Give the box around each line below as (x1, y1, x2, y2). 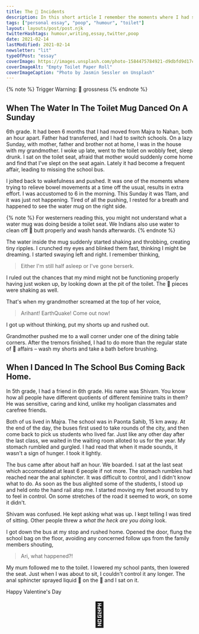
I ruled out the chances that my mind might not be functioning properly (6, 274, 179, 281)
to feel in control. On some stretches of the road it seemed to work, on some (6, 493, 192, 500)
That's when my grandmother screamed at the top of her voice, (6, 298, 161, 305)
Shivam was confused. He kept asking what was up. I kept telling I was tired (6, 510, 191, 518)
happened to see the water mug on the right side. (6, 203, 127, 210)
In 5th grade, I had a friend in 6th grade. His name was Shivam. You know (6, 387, 185, 395)
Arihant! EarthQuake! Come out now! (20, 310, 111, 317)
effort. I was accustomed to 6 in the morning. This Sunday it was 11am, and (6, 190, 189, 197)
